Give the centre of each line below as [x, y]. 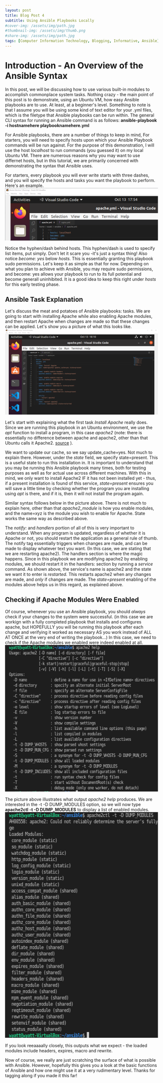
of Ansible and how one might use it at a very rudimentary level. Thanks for [80, 1070]
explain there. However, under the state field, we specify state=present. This [81, 457]
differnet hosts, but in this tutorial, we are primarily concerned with [72, 161]
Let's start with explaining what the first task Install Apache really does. [76, 422]
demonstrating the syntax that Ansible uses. [49, 165]
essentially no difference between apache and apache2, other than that [76, 438]
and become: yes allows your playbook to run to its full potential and [73, 274]
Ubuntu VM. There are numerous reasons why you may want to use [73, 155]
